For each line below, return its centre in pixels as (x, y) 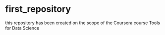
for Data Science (22, 28)
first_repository (38, 9)
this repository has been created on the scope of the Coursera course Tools (82, 23)
